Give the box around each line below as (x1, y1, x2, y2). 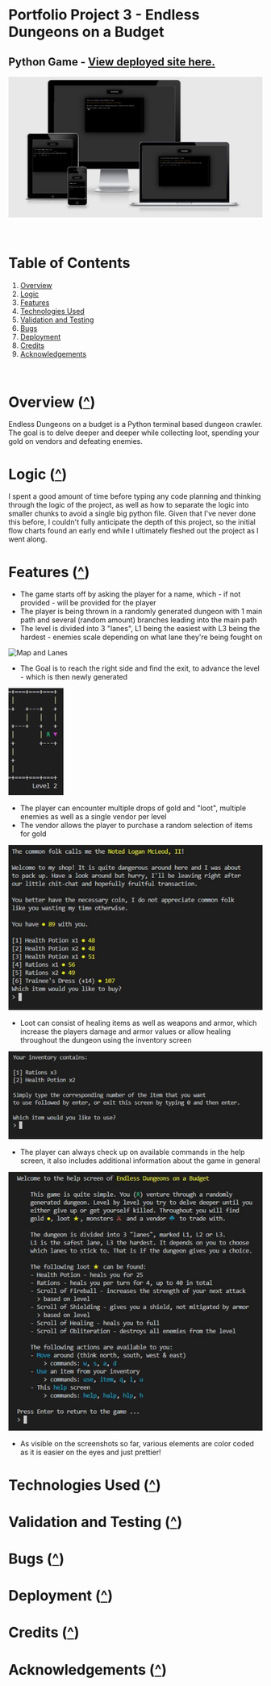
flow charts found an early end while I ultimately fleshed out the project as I (8, 526, 260, 536)
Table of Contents (8, 253, 131, 272)
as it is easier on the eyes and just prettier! (19, 1447, 161, 1458)
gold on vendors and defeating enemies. (8, 437, 143, 446)
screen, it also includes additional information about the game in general (19, 1156, 261, 1165)
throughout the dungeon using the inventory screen (19, 1035, 192, 1044)
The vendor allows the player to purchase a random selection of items (19, 821, 253, 830)
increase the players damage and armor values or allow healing (19, 1027, 231, 1036)
